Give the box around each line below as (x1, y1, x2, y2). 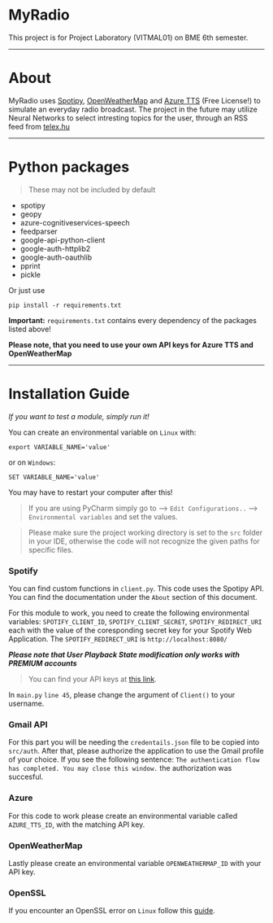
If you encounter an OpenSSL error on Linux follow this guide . (8, 906, 215, 916)
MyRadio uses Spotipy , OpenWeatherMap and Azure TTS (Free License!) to (8, 95, 262, 105)
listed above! (8, 324, 51, 334)
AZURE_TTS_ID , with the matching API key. (8, 820, 145, 829)
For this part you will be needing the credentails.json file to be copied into (8, 737, 260, 747)
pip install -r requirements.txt (8, 301, 122, 309)
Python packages (8, 158, 130, 177)
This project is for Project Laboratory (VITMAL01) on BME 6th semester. (8, 33, 249, 42)
